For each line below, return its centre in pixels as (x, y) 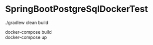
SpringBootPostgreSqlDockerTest (76, 9)
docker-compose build (28, 32)
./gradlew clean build (27, 22)
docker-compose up (26, 37)
